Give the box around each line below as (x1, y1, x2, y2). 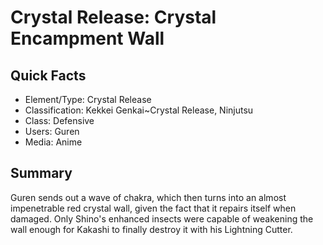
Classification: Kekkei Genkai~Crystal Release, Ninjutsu (24, 104, 254, 116)
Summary (10, 165, 73, 182)
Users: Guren (24, 126, 80, 137)
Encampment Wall (10, 27, 165, 50)
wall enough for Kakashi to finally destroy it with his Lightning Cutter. (10, 223, 293, 235)
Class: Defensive (24, 115, 95, 126)
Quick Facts (10, 67, 87, 84)
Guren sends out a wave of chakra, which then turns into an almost (10, 191, 287, 203)
